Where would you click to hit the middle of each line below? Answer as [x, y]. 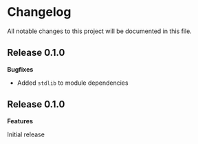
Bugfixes [20, 69]
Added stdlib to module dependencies [73, 83]
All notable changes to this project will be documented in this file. [100, 31]
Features [20, 121]
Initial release [26, 134]
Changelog [39, 12]
